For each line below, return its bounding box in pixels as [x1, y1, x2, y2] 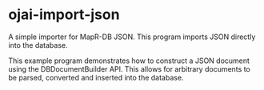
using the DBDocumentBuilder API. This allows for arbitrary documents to [8, 64, 250, 73]
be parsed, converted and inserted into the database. [8, 72, 184, 82]
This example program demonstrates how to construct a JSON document [8, 56, 250, 65]
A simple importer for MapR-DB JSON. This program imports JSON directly [8, 32, 256, 41]
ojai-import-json [8, 6, 120, 24]
